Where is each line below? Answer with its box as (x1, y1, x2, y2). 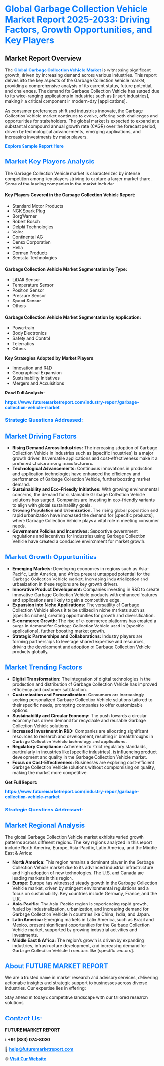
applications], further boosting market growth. (12, 628, 106, 634)
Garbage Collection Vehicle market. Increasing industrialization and (12, 576, 148, 582)
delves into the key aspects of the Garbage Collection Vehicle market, (5, 77, 146, 83)
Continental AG (12, 234, 43, 240)
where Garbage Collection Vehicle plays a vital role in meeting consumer (12, 518, 159, 524)
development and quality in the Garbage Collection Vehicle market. (12, 754, 148, 760)
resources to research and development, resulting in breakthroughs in (12, 733, 153, 739)
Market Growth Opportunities (5, 553, 97, 561)
